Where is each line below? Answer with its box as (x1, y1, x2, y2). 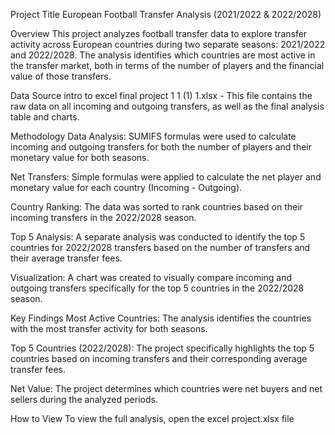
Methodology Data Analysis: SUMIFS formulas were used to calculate (10, 130, 297, 142)
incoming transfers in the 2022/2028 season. (10, 212, 197, 223)
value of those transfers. (10, 70, 112, 82)
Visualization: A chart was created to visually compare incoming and (10, 272, 293, 283)
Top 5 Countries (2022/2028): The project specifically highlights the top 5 (10, 342, 315, 354)
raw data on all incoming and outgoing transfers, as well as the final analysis (10, 100, 325, 112)
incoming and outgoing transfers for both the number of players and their (10, 141, 312, 153)
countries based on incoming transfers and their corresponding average (10, 353, 308, 364)
